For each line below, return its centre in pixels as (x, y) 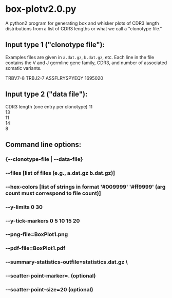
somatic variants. (24, 68)
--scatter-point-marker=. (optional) (51, 276)
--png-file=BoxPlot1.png (37, 234)
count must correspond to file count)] (53, 193)
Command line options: (43, 144)
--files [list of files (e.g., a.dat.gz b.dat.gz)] (60, 173)
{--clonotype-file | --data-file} (44, 159)
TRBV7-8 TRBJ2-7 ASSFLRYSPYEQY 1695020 (54, 78)
